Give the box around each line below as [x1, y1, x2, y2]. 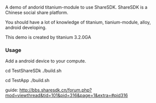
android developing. [5, 24, 47, 30]
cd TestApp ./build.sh [5, 77, 50, 83]
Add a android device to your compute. [5, 58, 87, 64]
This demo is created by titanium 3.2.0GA [5, 34, 92, 40]
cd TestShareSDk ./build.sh [5, 67, 62, 74]
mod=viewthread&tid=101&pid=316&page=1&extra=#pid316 [5, 92, 128, 98]
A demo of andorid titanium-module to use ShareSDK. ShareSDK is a [5, 4, 147, 10]
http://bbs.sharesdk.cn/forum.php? [19, 87, 92, 93]
